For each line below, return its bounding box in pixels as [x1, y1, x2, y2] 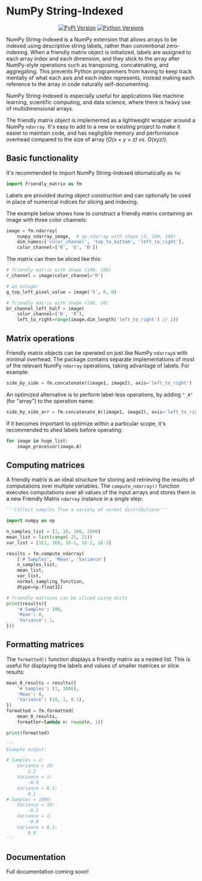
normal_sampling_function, [17, 579, 85, 585]
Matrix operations [6, 333, 75, 343]
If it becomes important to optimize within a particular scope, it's [6, 420, 166, 427]
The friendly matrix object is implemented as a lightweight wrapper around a [6, 116, 195, 124]
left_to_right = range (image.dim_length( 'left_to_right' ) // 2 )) [17, 317, 179, 323]
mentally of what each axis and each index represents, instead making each [6, 74, 194, 81]
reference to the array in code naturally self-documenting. [6, 80, 150, 88]
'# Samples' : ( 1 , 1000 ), [17, 686, 79, 692]
